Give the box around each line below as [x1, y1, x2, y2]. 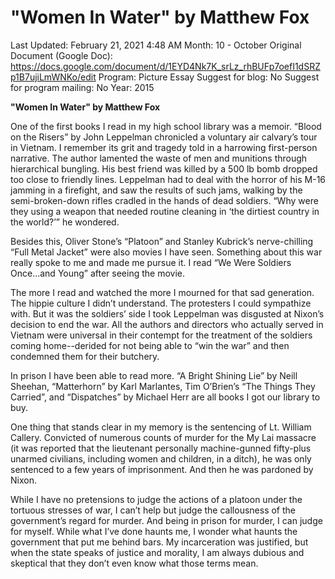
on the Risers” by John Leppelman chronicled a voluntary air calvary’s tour [10, 131, 318, 143]
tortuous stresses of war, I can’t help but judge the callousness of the [10, 504, 296, 516]
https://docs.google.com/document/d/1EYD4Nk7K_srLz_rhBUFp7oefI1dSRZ [10, 60, 321, 72]
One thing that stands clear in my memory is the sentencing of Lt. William [10, 421, 312, 433]
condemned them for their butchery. [10, 350, 160, 362]
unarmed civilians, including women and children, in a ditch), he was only [10, 452, 312, 465]
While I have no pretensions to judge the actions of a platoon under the [10, 493, 303, 505]
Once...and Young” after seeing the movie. [10, 267, 186, 279]
